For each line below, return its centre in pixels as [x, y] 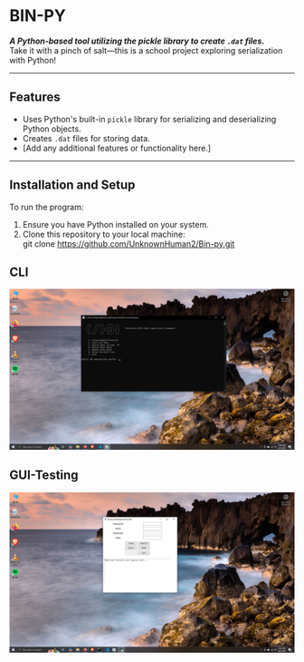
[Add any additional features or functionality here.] [116, 148]
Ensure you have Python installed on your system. [116, 224]
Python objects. [52, 129]
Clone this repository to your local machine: [104, 234]
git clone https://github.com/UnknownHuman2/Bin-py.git [128, 243]
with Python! [33, 60]
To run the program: [47, 207]
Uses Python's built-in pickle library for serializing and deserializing [149, 119]
